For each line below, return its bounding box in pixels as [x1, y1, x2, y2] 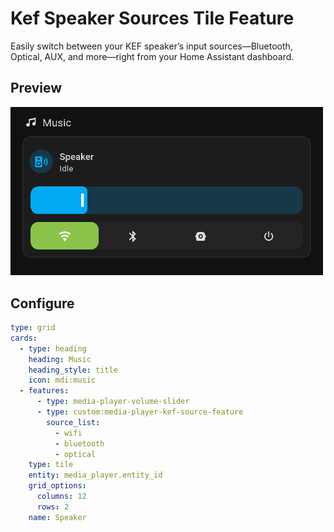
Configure [10, 295, 75, 312]
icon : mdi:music [28, 375, 97, 386]
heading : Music [28, 354, 92, 364]
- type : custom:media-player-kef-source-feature [36, 407, 244, 417]
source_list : [46, 417, 101, 427]
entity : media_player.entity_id [28, 470, 163, 481]
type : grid [10, 323, 56, 333]
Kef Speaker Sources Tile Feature [10, 7, 295, 30]
